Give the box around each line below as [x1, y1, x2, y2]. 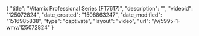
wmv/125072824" [6, 24, 50, 31]
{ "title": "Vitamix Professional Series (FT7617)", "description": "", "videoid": [6, 5, 193, 12]
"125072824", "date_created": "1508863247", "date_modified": [6, 11, 163, 18]
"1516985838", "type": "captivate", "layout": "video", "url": [6, 18, 151, 24]
